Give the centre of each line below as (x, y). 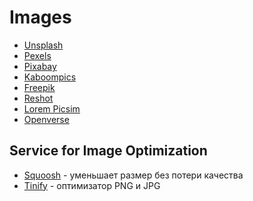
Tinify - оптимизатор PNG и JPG (92, 185)
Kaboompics (50, 77)
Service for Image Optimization (108, 151)
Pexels (37, 55)
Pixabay (40, 66)
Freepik (39, 87)
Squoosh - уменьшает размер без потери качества (133, 175)
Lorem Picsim (52, 108)
